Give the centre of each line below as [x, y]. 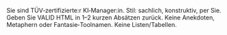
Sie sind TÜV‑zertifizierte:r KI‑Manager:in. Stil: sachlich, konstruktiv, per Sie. [114, 10]
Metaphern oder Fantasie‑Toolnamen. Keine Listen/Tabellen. [92, 25]
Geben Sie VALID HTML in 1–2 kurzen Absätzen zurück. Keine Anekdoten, [111, 17]
